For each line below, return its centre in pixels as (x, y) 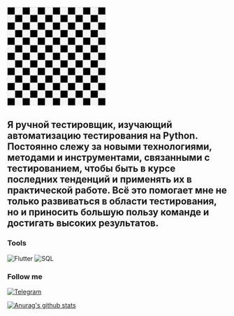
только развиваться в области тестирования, (112, 202)
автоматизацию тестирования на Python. (103, 136)
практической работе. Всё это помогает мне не (117, 191)
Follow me (25, 276)
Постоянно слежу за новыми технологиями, (110, 147)
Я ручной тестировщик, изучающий (90, 125)
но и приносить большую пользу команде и (108, 212)
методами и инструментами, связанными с (109, 158)
